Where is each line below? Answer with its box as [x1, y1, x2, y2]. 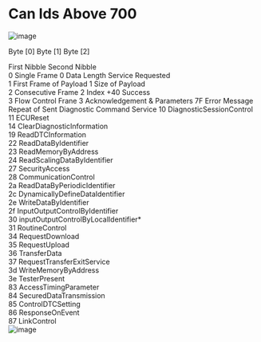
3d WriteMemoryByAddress [8, 265, 100, 275]
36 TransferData [8, 248, 62, 257]
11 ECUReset [8, 112, 49, 122]
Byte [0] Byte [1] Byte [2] [8, 46, 90, 56]
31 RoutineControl [8, 222, 67, 232]
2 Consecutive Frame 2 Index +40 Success [8, 87, 150, 96]
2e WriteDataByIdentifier [8, 197, 89, 207]
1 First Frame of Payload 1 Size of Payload [8, 79, 146, 88]
